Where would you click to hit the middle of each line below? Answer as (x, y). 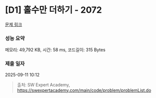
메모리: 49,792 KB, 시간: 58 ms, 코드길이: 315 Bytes (55, 50)
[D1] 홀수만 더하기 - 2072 (54, 10)
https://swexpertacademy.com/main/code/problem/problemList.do (84, 90)
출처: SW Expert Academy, (43, 85)
